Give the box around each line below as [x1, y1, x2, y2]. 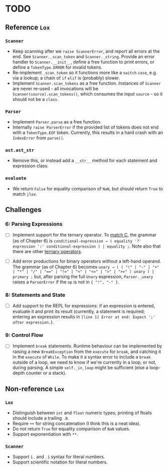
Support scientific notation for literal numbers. [12, 459, 108, 465]
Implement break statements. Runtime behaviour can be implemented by [12, 343, 162, 349]
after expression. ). [12, 319, 54, 325]
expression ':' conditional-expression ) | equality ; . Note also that [12, 243, 161, 249]
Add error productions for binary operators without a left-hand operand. [12, 258, 161, 264]
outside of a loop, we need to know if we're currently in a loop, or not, [12, 360, 157, 366]
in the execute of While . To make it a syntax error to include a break [12, 354, 151, 360]
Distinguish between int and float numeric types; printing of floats [12, 410, 152, 416]
